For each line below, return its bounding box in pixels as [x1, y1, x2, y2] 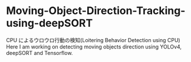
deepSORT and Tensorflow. [6, 49, 73, 56]
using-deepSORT [6, 16, 93, 30]
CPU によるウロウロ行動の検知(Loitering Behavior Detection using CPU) [6, 36, 181, 43]
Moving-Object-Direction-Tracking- [6, 4, 186, 18]
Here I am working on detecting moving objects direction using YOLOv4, [6, 43, 182, 50]
